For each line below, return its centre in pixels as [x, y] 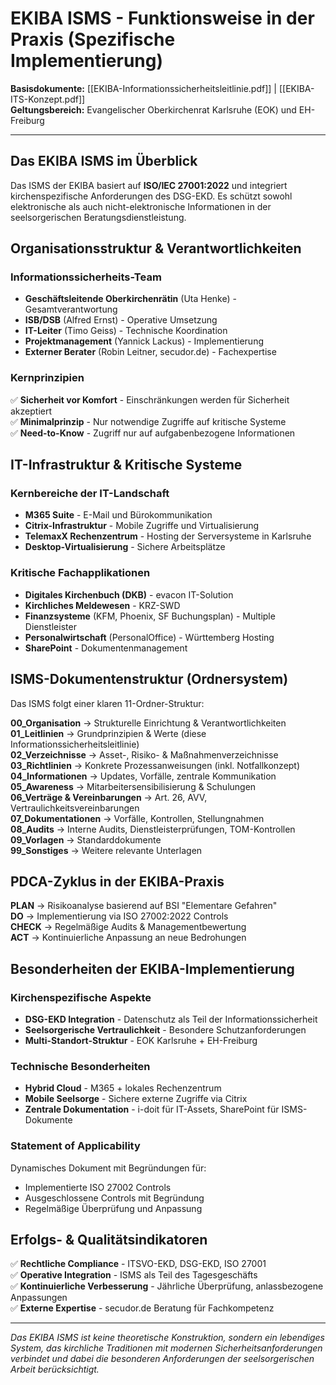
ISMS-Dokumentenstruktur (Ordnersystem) [149, 679]
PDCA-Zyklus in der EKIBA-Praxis [117, 881]
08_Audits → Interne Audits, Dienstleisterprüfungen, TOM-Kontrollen [153, 829]
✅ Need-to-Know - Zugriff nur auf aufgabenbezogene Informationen [153, 433]
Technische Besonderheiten [80, 1066]
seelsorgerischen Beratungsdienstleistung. [98, 217]
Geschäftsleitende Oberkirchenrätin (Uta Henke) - [130, 299]
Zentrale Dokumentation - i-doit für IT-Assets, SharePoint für [152, 1109]
